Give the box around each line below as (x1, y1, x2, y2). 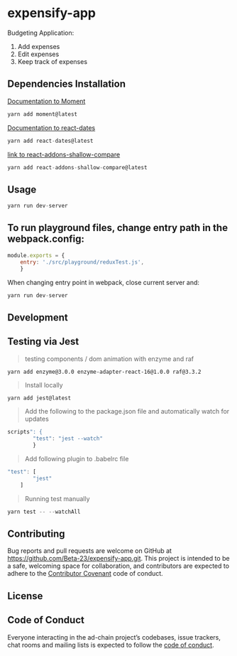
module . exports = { (7, 252, 65, 259)
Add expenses (17, 42, 60, 50)
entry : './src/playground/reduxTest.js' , (20, 258, 144, 266)
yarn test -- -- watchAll (7, 508, 81, 515)
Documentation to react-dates (7, 123, 96, 132)
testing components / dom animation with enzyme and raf (24, 354, 194, 363)
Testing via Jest (7, 335, 79, 348)
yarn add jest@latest (7, 394, 72, 402)
